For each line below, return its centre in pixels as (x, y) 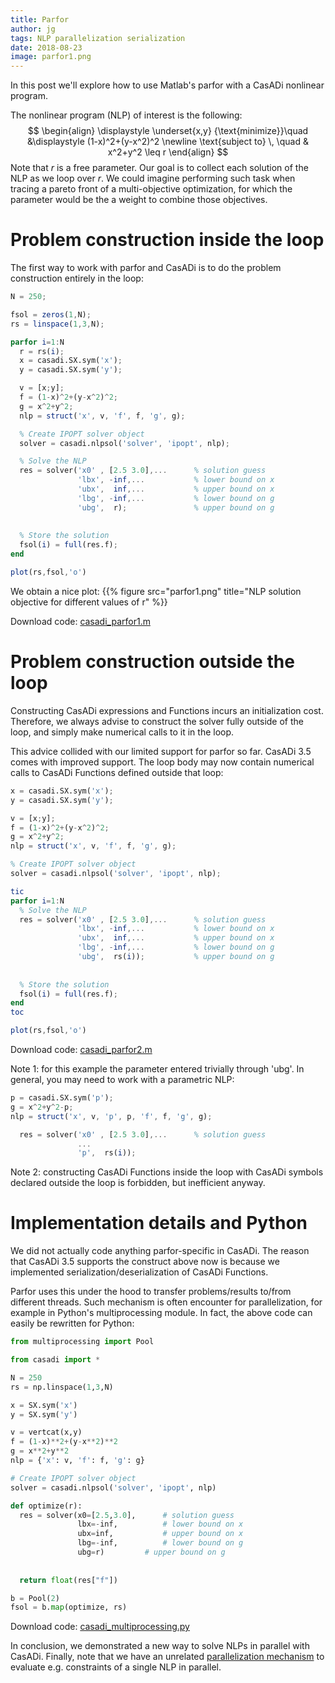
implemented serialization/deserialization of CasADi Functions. (139, 1272)
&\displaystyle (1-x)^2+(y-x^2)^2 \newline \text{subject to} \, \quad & (168, 142)
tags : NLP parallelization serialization (98, 38)
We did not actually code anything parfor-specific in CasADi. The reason (160, 1251)
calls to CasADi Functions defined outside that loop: (117, 772)
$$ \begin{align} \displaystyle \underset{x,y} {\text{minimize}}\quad (168, 131)
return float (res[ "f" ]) (68, 1580)
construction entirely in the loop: (77, 278)
